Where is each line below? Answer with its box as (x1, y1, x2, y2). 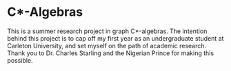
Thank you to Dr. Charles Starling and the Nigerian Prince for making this (7, 49, 214, 57)
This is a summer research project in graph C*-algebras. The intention (7, 27, 208, 35)
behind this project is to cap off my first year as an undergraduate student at (7, 34, 224, 42)
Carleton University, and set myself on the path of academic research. (7, 41, 207, 50)
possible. (7, 56, 33, 64)
